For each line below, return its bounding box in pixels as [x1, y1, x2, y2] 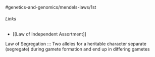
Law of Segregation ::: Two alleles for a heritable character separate [5, 41, 146, 47]
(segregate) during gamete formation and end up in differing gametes [5, 46, 150, 52]
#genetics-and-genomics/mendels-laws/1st [5, 4, 96, 10]
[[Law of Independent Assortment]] [12, 31, 87, 37]
